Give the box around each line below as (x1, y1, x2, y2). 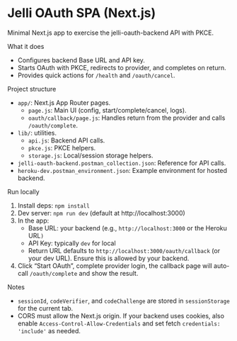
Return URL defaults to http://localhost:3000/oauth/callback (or (28, 246, 221, 255)
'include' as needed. (17, 326, 81, 335)
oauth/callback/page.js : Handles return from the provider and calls (28, 113, 226, 122)
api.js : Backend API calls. (28, 136, 105, 145)
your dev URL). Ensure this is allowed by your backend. (28, 254, 190, 262)
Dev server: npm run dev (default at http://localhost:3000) (17, 208, 185, 217)
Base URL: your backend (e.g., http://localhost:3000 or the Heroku (28, 223, 228, 232)
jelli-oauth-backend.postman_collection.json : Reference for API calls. (17, 158, 226, 167)
